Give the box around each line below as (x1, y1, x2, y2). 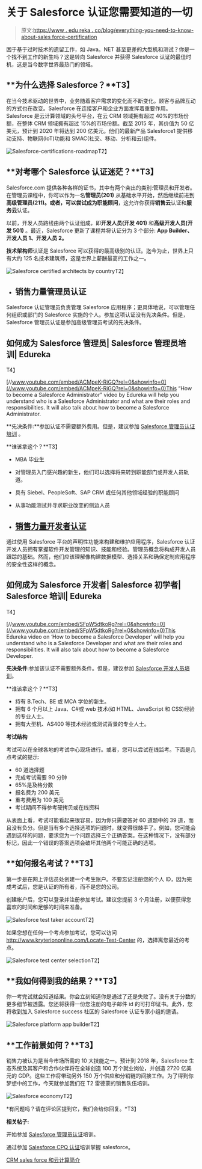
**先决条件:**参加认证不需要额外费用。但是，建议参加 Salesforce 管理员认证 (6, 423, 195, 430)
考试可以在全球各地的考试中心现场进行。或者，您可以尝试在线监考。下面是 (6, 746, 191, 753)
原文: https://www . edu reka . (20, 26, 94, 34)
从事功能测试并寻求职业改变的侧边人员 (14, 502, 110, 509)
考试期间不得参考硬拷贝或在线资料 (14, 803, 100, 811)
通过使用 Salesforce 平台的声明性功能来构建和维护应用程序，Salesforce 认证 (6, 538, 195, 545)
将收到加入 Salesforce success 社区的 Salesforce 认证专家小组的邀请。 (6, 1008, 182, 1015)
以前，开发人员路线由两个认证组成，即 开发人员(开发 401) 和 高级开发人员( (6, 219, 188, 226)
